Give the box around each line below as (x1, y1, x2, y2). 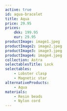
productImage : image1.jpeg (5, 39, 60, 44)
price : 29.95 (5, 21, 32, 26)
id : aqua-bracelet (5, 12, 43, 17)
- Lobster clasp (14, 71, 47, 76)
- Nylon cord (14, 99, 41, 104)
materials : (5, 89, 27, 94)
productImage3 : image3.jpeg (5, 48, 63, 53)
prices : (5, 26, 21, 30)
